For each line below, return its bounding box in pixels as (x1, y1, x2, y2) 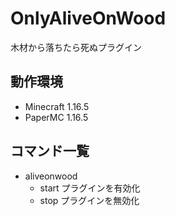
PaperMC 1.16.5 (24, 111, 89, 123)
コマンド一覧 (10, 143, 90, 160)
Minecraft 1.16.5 (24, 100, 90, 112)
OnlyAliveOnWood (10, 7, 167, 30)
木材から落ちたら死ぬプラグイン (10, 41, 142, 53)
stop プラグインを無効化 (39, 194, 140, 206)
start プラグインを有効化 (39, 182, 141, 194)
